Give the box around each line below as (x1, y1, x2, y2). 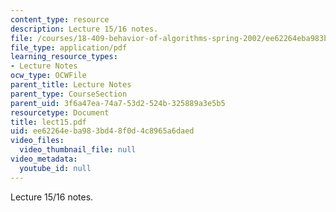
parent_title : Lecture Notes (10, 80, 132, 90)
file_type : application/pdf (10, 42, 128, 53)
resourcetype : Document (10, 107, 110, 118)
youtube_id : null (19, 163, 92, 173)
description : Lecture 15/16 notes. (10, 24, 159, 34)
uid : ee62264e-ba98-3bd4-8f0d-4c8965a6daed (10, 126, 195, 136)
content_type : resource (10, 14, 110, 25)
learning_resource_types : (10, 52, 118, 62)
